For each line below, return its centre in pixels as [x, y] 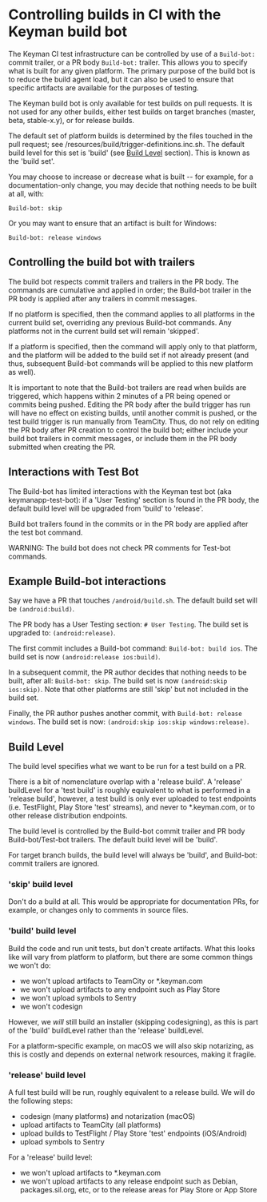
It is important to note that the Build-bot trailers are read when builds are [128, 387]
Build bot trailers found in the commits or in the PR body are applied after [128, 523]
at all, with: [26, 193]
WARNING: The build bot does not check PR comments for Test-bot [120, 547]
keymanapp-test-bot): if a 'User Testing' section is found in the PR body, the [134, 500]
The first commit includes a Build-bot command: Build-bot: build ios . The [133, 648]
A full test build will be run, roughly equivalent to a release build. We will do [132, 1093]
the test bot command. [46, 532]
